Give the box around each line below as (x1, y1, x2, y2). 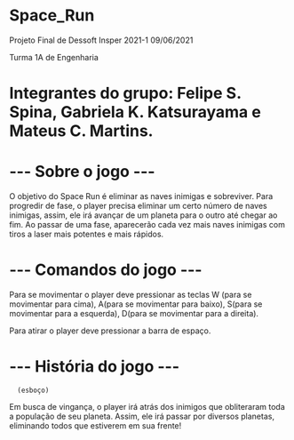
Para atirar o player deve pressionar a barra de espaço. (9, 325, 211, 336)
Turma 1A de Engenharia (9, 52, 99, 62)
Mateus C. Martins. (9, 121, 154, 141)
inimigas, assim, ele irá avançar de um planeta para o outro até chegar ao (9, 210, 278, 220)
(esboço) (17, 386, 50, 395)
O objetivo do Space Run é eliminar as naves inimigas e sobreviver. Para (9, 191, 274, 202)
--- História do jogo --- (9, 356, 180, 377)
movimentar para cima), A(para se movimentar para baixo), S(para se (9, 299, 263, 309)
